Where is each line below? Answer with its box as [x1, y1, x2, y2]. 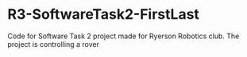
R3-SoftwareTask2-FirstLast [7, 5, 200, 23]
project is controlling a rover [7, 39, 100, 48]
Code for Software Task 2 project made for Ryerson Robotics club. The [7, 31, 240, 41]
